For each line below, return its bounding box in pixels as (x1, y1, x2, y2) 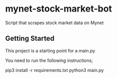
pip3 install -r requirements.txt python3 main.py (5, 67, 104, 73)
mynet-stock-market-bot (5, 3, 112, 15)
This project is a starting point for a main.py (5, 47, 95, 53)
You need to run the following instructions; (5, 57, 93, 63)
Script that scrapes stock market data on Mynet (5, 20, 104, 26)
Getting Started (5, 34, 55, 43)
